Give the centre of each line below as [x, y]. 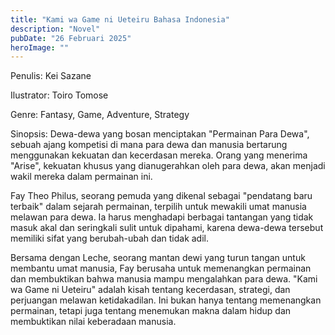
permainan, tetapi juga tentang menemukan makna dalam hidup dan [151, 311]
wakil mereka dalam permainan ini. [81, 177]
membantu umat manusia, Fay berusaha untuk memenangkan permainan [161, 268]
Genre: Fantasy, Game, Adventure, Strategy [100, 115]
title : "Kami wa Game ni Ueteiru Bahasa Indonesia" [120, 19]
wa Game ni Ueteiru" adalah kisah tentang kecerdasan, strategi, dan [150, 290]
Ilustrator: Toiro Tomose [59, 95]
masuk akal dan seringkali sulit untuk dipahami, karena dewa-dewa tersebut [167, 228]
